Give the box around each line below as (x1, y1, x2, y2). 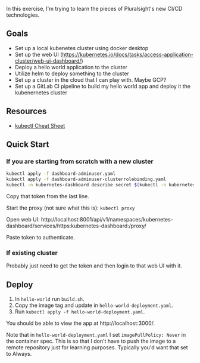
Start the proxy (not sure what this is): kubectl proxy (6, 204, 135, 211)
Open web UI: (6, 216, 40, 223)
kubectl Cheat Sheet (14, 122, 65, 129)
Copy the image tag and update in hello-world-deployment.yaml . (14, 302, 174, 309)
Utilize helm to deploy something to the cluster (14, 70, 129, 77)
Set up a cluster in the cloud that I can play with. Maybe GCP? (14, 76, 167, 83)
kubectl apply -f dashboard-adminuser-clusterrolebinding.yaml (6, 176, 167, 183)
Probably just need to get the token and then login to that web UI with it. (6, 262, 183, 269)
